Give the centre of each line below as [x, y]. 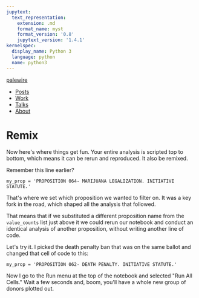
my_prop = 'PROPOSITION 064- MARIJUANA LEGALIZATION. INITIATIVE [90, 181]
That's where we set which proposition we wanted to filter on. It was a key [99, 198]
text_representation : [39, 18]
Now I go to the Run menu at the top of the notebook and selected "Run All [99, 276]
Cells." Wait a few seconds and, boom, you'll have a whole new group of [96, 282]
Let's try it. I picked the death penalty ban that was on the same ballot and [99, 247]
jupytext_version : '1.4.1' [51, 40]
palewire [17, 80]
